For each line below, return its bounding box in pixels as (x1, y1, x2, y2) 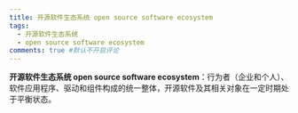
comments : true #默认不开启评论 (9, 46, 120, 55)
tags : (9, 21, 29, 30)
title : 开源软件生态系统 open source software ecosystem (9, 12, 214, 22)
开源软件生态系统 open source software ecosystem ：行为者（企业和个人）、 (9, 72, 289, 83)
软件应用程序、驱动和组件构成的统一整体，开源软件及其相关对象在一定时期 (9, 83, 281, 93)
